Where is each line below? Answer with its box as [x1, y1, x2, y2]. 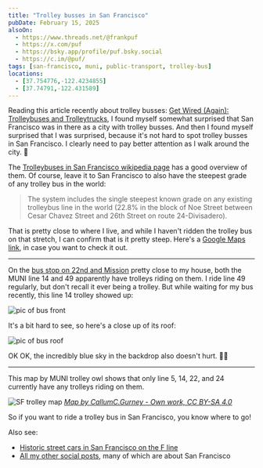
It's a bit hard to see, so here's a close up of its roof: [8, 321, 176, 330]
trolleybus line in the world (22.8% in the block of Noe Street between [27, 203, 253, 212]
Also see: [8, 428, 38, 437]
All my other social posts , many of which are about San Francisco [19, 452, 231, 461]
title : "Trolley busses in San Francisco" [8, 11, 149, 20]
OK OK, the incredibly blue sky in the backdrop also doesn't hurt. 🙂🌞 [8, 351, 229, 361]
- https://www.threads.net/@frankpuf [15, 33, 139, 42]
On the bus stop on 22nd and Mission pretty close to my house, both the [8, 266, 242, 275]
